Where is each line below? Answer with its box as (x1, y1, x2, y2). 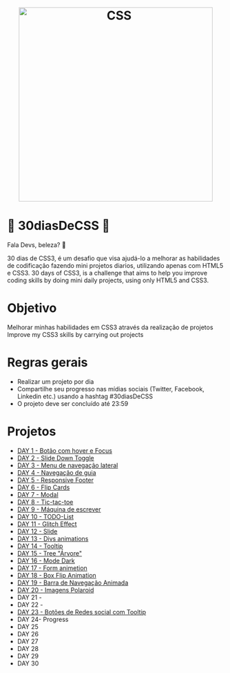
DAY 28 (17, 644, 39, 652)
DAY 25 (17, 622, 39, 631)
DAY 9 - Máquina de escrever (17, 505, 101, 514)
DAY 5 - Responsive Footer (17, 476, 94, 484)
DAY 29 (17, 652, 39, 660)
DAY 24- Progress (17, 615, 69, 623)
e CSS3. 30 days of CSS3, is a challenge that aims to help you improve (7, 269, 208, 277)
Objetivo (7, 300, 57, 316)
